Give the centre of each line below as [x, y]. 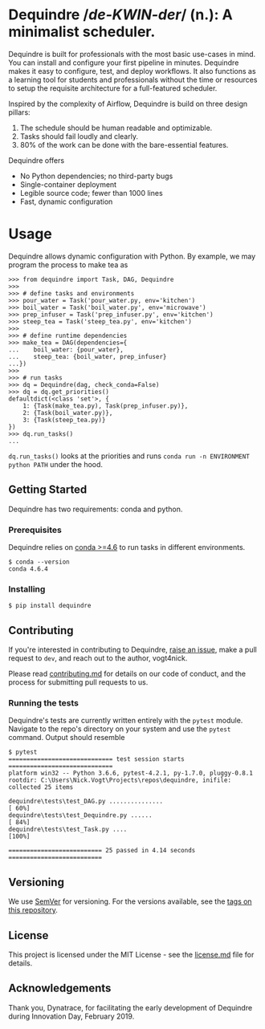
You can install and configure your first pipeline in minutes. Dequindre [124, 63]
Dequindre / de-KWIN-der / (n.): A [120, 15]
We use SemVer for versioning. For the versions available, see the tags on [130, 901]
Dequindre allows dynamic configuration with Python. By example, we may [132, 256]
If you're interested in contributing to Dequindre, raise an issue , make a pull [132, 650]
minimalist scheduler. [82, 32]
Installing [27, 589]
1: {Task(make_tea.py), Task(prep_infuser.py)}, [106, 406]
